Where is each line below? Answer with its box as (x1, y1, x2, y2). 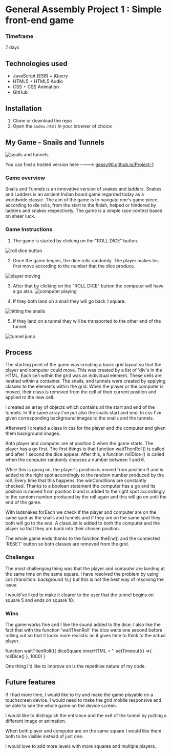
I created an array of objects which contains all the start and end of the (5, 404, 155, 410)
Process (5, 348, 32, 357)
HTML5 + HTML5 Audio (12, 78, 63, 85)
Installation (5, 104, 42, 113)
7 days (5, 45, 19, 51)
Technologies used (5, 59, 68, 68)
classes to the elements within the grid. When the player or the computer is (5, 383, 164, 390)
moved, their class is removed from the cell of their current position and (5, 389, 157, 395)
